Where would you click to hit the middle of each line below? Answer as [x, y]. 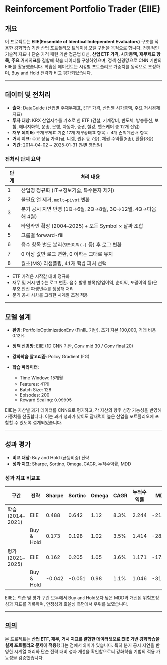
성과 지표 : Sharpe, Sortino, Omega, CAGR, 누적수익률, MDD [72, 464]
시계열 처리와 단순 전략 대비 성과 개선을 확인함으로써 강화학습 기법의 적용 [84, 651]
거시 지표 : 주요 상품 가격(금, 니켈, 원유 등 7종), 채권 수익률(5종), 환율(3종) [83, 138]
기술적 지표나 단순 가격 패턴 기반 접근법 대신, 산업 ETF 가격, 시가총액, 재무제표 [80, 54]
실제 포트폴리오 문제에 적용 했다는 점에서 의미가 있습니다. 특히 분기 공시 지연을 [80, 645]
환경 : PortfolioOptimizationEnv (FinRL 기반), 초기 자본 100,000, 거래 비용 [84, 330]
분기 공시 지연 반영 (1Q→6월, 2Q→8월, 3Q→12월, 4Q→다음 [89, 209]
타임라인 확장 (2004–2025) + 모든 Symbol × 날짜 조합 [82, 226]
